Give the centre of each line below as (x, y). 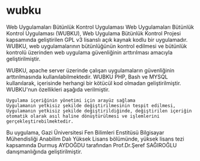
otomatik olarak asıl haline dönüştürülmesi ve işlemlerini (83, 116)
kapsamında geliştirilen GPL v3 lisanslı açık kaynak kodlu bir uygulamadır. (97, 40)
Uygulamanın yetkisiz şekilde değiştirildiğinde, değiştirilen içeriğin (99, 111)
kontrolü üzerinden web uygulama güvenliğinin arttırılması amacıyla (89, 52)
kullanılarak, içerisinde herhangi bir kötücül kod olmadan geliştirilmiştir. (94, 83)
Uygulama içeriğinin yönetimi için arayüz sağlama (71, 100)
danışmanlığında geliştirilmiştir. (44, 151)
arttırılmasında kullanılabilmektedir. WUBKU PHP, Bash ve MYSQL (87, 77)
